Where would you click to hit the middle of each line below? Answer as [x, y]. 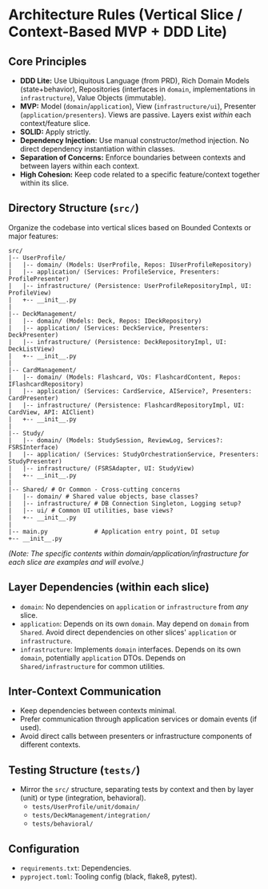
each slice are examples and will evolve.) [76, 562]
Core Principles [48, 61]
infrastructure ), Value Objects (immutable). [93, 97]
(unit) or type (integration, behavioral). [83, 798]
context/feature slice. [55, 123]
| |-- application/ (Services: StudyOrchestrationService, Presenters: [134, 454]
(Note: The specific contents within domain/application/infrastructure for [129, 553]
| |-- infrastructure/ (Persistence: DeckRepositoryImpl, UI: [118, 342]
